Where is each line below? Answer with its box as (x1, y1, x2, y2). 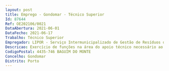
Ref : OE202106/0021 (5, 21, 46, 26)
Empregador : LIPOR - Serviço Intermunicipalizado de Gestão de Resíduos (5, 40, 161, 45)
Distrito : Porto (5, 58, 39, 63)
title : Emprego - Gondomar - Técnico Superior (5, 12, 105, 17)
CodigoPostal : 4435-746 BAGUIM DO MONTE (5, 49, 92, 54)
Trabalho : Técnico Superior (5, 35, 64, 40)
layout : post (5, 7, 33, 12)
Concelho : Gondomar (5, 53, 46, 59)
